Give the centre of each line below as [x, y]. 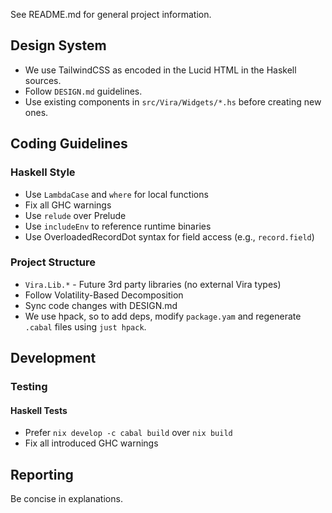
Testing [29, 387]
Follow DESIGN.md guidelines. [83, 91]
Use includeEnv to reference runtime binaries [118, 226]
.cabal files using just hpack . [85, 326]
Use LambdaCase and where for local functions [116, 194]
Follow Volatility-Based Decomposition [104, 295]
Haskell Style [43, 172]
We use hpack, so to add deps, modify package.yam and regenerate [163, 316]
